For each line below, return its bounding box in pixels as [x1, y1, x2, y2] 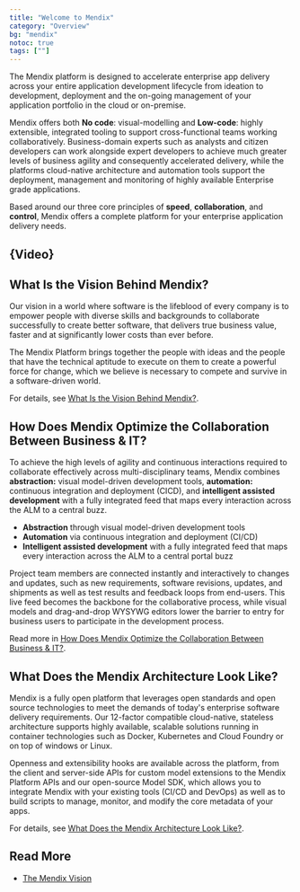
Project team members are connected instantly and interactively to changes [9, 568, 290, 579]
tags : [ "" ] [9, 47, 50, 56]
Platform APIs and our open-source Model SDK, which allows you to [9, 776, 262, 787]
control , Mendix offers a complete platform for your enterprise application [9, 211, 284, 222]
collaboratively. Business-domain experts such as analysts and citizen [9, 137, 269, 147]
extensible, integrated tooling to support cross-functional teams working [9, 127, 278, 137]
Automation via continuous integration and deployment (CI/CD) [22, 532, 259, 543]
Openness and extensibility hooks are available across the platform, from [9, 757, 280, 768]
